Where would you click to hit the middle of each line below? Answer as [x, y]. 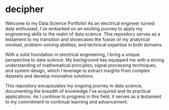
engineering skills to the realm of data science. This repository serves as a [83, 34]
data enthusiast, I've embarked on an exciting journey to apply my [74, 28]
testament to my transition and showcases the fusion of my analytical [78, 39]
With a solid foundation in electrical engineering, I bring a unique [73, 54]
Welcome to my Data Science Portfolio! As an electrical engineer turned [80, 23]
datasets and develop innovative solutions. [50, 76]
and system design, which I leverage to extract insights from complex [78, 70]
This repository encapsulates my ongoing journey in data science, [74, 86]
